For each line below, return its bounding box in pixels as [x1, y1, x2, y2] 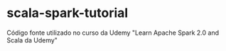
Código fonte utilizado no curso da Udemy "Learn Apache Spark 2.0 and [6, 28, 220, 37]
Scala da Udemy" [6, 35, 58, 44]
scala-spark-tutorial [6, 5, 129, 21]
